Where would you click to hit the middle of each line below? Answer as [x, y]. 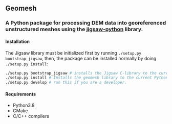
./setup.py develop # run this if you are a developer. [66, 83]
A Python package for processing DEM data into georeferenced [86, 23]
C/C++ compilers [31, 116]
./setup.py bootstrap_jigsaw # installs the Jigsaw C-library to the [81, 73]
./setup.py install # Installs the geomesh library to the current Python [87, 78]
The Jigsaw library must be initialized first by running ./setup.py [73, 53]
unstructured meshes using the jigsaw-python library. [74, 29]
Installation [17, 41]
